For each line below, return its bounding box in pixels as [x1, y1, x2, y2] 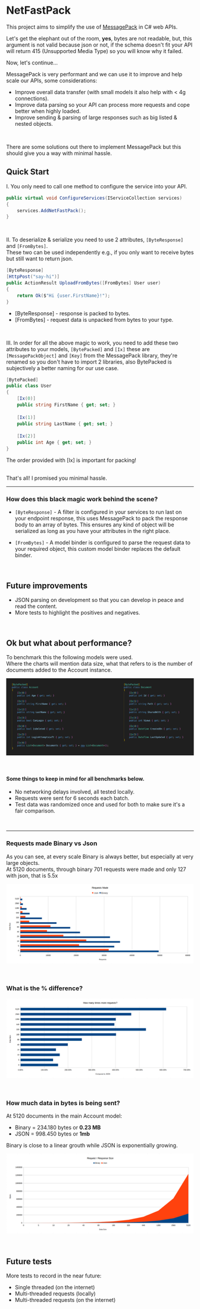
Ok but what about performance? [6, 638, 132, 648]
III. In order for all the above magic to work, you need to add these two [6, 339, 179, 346]
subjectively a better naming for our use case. [6, 364, 119, 371]
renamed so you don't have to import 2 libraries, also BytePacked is [6, 358, 172, 365]
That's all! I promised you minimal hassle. [6, 474, 107, 482]
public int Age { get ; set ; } [17, 439, 92, 446]
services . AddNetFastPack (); [17, 207, 86, 213]
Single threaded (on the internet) [14, 1284, 95, 1291]
